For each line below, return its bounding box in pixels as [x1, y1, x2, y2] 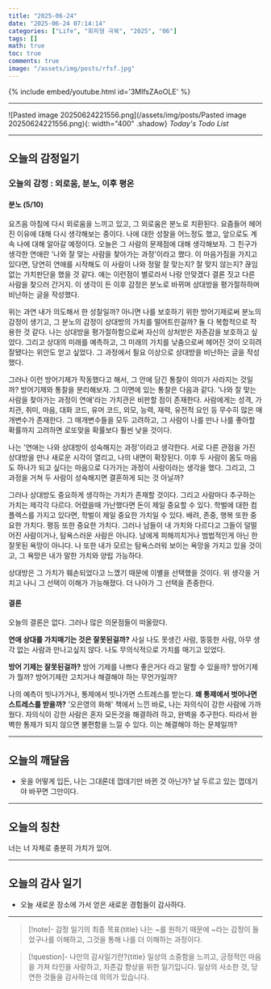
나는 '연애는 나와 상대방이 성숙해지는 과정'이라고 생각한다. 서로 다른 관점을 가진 [8, 443, 256, 452]
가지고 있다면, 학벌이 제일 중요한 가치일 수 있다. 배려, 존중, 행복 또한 [35, 511, 248, 520]
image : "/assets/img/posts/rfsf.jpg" [8, 65, 135, 73]
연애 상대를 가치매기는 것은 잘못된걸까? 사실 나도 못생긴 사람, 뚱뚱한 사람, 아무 [8, 635, 252, 644]
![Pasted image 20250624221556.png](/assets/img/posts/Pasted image [8, 110, 247, 120]
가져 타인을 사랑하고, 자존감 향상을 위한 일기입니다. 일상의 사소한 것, [36, 961, 250, 971]
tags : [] [8, 34, 38, 43]
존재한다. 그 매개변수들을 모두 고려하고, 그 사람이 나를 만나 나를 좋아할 [35, 415, 256, 425]
